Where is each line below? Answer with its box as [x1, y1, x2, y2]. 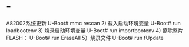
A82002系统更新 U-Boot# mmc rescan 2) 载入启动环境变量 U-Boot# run [6, 19, 181, 26]
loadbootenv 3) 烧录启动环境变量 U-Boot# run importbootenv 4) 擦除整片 [6, 26, 184, 34]
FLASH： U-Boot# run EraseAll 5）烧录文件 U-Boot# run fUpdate [6, 34, 164, 41]
